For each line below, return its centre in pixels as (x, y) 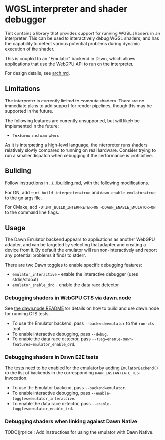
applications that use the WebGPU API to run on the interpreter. (69, 64)
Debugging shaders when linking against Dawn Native (71, 421)
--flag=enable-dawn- (113, 339)
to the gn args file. (24, 198)
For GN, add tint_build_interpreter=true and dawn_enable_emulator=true (81, 192)
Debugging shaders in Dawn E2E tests (52, 357)
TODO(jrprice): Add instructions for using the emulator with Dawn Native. (79, 432)
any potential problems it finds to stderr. (46, 255)
